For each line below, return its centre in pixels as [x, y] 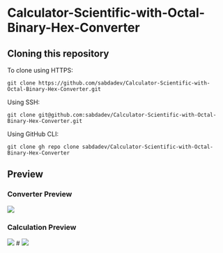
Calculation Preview [42, 227]
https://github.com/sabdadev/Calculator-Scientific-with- [124, 83]
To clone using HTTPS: [40, 70]
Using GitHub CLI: [33, 134]
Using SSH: [24, 102]
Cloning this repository [58, 53]
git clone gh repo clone [43, 147]
